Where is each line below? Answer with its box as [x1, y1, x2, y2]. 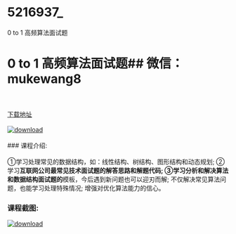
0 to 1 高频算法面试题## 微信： [7, 56, 184, 72]
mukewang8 [7, 71, 82, 87]
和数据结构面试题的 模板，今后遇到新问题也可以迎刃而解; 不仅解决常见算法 [7, 175, 221, 183]
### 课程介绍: [7, 141, 48, 150]
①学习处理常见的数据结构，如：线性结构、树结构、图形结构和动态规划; [7, 157, 215, 166]
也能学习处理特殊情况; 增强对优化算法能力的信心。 [19, 183, 165, 192]
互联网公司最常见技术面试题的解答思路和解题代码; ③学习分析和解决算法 [20, 166, 229, 174]
